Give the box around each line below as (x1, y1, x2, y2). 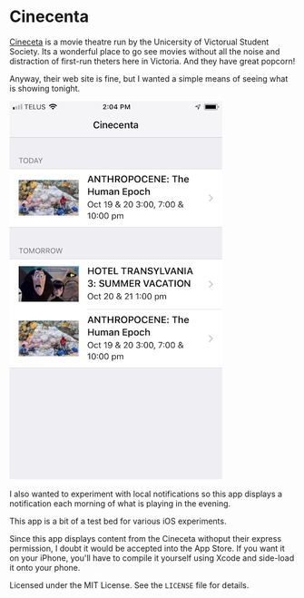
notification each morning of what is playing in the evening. (9, 497, 231, 509)
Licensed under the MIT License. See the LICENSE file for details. (9, 579, 250, 591)
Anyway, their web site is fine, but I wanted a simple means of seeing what (9, 73, 289, 83)
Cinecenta (9, 6, 89, 27)
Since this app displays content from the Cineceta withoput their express (9, 533, 282, 544)
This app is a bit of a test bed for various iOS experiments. (9, 515, 227, 526)
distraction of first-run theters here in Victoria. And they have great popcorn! (9, 55, 296, 66)
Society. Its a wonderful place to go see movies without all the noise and (9, 45, 280, 56)
